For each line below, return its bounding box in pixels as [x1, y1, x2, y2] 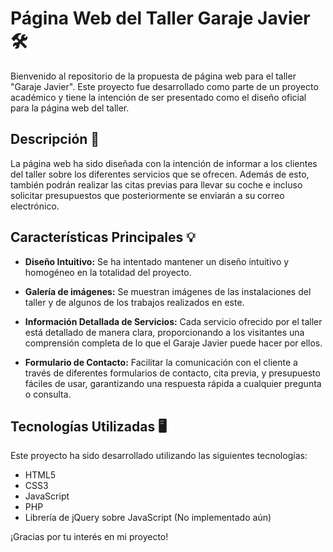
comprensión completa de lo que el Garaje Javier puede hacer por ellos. [24, 337, 323, 349]
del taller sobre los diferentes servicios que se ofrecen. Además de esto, [10, 168, 310, 180]
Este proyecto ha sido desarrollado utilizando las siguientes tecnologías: [10, 450, 308, 462]
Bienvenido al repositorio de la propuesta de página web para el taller [10, 70, 297, 82]
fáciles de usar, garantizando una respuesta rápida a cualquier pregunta [24, 377, 322, 389]
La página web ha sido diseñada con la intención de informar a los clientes [10, 157, 318, 169]
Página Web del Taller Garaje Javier [10, 7, 311, 30]
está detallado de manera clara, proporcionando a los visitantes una [24, 326, 305, 338]
